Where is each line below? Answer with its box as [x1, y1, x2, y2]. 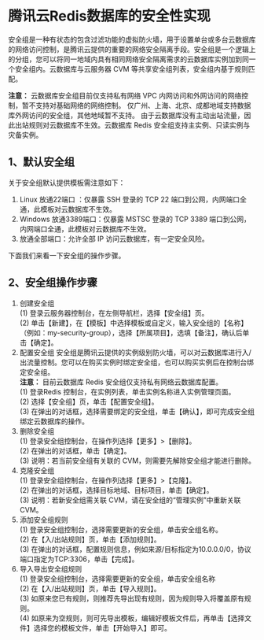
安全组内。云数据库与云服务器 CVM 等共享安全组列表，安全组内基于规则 [14, 64, 249, 73]
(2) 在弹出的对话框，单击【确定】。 [19, 446, 131, 455]
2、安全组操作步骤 [8, 276, 98, 290]
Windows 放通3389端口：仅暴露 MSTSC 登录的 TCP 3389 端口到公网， [19, 214, 251, 224]
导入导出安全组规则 [19, 564, 82, 573]
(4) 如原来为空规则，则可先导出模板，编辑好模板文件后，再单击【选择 [19, 613, 245, 623]
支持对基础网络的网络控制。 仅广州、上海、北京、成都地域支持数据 [35, 100, 251, 110]
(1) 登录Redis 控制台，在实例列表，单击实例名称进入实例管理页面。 [19, 387, 236, 396]
